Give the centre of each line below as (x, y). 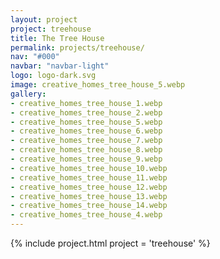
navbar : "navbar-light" (60, 66)
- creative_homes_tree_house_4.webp (86, 215)
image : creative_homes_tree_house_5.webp (98, 85)
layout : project (44, 19)
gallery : (28, 94)
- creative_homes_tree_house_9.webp (86, 159)
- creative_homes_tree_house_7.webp (86, 141)
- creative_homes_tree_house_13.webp (89, 196)
